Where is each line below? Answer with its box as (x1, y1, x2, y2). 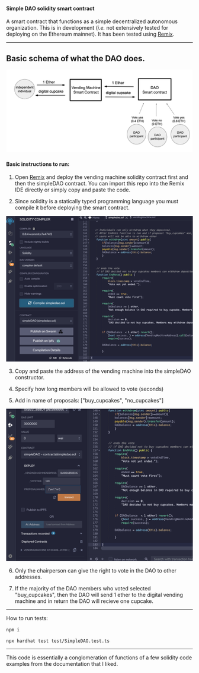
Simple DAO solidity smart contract (6, 5, 95, 12)
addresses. (14, 574, 43, 581)
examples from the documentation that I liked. (6, 661, 118, 668)
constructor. (14, 373, 45, 380)
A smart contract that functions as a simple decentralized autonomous (6, 18, 178, 25)
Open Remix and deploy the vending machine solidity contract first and (14, 174, 188, 181)
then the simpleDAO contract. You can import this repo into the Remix (14, 180, 185, 187)
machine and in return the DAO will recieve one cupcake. (14, 597, 154, 605)
